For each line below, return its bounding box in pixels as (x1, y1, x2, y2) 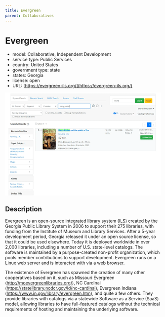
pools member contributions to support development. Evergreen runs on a (5, 255, 157, 261)
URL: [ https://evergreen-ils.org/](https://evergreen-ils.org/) (12, 83, 132, 89)
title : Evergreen (5, 8, 41, 13)
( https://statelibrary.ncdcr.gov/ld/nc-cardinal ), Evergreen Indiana (5, 285, 137, 291)
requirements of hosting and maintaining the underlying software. (5, 306, 139, 312)
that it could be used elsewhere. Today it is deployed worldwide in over (5, 239, 150, 245)
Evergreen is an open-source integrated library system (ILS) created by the (5, 218, 158, 224)
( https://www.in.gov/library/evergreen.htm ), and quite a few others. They (5, 290, 153, 296)
